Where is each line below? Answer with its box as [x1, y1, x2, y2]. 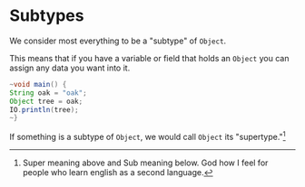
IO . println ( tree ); [9, 105, 79, 114]
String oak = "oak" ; [9, 88, 88, 98]
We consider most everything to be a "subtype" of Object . [9, 35, 227, 46]
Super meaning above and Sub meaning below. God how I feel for [22, 157, 269, 168]
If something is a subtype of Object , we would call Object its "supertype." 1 [9, 130, 286, 142]
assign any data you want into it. [9, 62, 131, 73]
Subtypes [9, 5, 84, 26]
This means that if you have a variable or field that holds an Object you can [9, 52, 290, 63]
